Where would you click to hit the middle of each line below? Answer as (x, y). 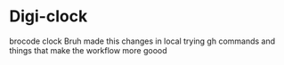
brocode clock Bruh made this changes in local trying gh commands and (142, 41)
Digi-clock (49, 16)
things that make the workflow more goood (88, 50)
